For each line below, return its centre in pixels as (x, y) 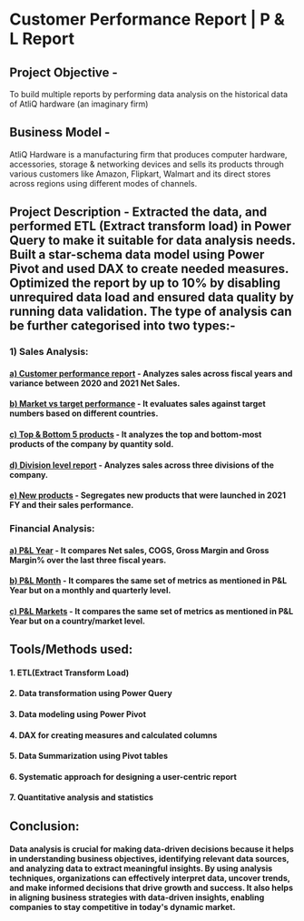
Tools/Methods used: (71, 649)
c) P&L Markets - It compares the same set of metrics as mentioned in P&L (152, 611)
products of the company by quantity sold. (92, 444)
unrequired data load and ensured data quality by (152, 297)
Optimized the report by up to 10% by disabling (145, 283)
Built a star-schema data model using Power (137, 255)
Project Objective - (64, 72)
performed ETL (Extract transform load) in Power (151, 226)
